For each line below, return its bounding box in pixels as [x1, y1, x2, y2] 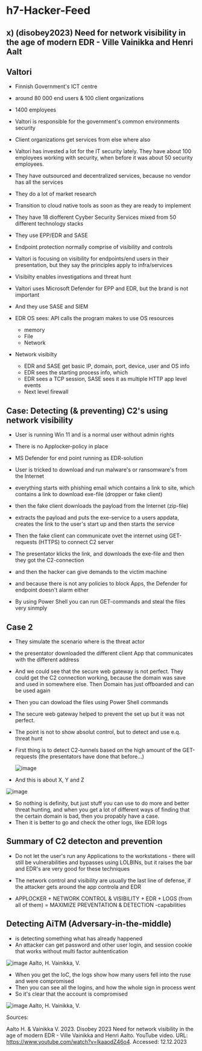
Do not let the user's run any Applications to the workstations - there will [14, 852, 195, 859]
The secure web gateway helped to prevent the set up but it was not [14, 710, 185, 718]
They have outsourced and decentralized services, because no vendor [14, 172, 191, 180]
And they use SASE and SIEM [14, 303, 89, 311]
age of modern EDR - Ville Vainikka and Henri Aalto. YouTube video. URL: [6, 1032, 188, 1039]
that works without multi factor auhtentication [14, 947, 128, 955]
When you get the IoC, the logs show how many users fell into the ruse [14, 971, 191, 978]
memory [24, 326, 45, 333]
